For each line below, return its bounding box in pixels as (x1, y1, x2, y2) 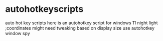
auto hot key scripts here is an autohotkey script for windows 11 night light (5, 20, 158, 26)
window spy (5, 30, 30, 36)
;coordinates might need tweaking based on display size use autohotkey (5, 25, 154, 31)
